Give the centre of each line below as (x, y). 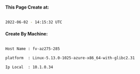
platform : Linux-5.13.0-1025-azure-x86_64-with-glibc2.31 (70, 58)
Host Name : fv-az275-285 (32, 49)
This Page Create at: (27, 7)
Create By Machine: (27, 33)
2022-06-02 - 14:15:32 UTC (34, 22)
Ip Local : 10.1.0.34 (29, 67)
